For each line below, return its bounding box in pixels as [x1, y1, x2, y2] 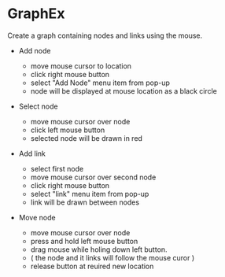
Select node [18, 102, 58, 111]
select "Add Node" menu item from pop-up [30, 78, 171, 87]
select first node [30, 164, 84, 173]
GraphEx [7, 5, 65, 23]
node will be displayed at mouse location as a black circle [30, 86, 217, 95]
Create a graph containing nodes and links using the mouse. [7, 31, 203, 40]
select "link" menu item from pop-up [30, 189, 149, 198]
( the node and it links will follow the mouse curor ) [30, 253, 195, 262]
